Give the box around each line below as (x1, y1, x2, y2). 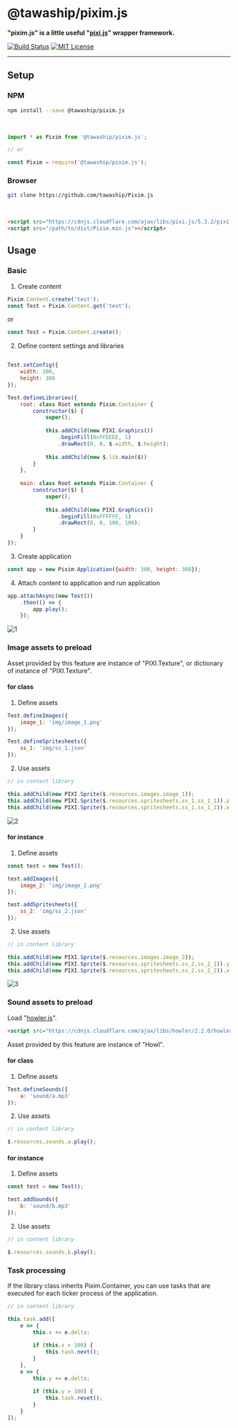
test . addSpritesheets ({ (7, 901, 78, 909)
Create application (17, 552, 72, 560)
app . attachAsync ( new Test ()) (7, 592, 93, 599)
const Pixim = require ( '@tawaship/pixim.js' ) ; (7, 159, 147, 166)
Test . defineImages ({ (7, 712, 69, 719)
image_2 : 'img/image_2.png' (20, 882, 103, 889)
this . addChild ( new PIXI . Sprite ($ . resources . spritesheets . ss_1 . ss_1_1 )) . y (7, 797, 230, 804)
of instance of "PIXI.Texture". (7, 666, 92, 675)
